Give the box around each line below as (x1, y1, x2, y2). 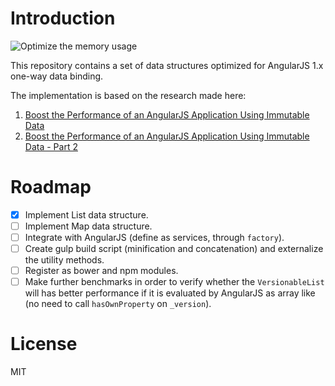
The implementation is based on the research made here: (10, 89, 247, 101)
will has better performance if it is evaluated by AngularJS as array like (24, 287, 316, 299)
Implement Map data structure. (24, 220, 153, 232)
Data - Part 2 (24, 140, 78, 152)
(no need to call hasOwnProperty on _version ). (24, 298, 212, 310)
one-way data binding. (10, 70, 104, 82)
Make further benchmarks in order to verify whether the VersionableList (24, 276, 325, 288)
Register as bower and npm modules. (24, 265, 179, 277)
